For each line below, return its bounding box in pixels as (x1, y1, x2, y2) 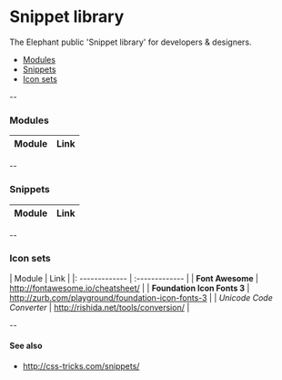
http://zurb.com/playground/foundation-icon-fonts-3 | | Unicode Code (9, 292, 273, 303)
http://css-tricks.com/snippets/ (22, 361, 140, 372)
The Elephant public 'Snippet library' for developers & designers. (9, 36, 252, 47)
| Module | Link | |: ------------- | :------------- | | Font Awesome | (9, 272, 259, 283)
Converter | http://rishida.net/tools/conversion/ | (9, 302, 190, 313)
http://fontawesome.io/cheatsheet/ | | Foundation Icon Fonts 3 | (9, 282, 250, 293)
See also (9, 340, 43, 352)
